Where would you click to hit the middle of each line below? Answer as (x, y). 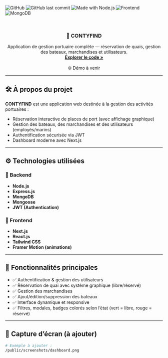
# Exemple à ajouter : (29, 345)
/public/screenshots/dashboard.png (42, 350)
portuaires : (17, 109)
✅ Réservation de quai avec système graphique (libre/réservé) (77, 285)
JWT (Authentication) (35, 207)
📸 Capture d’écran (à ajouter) (51, 334)
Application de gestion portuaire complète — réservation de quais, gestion (84, 47)
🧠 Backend (18, 175)
